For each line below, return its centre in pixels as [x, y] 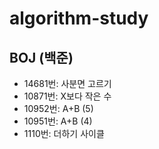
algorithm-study [79, 18]
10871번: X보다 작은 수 [67, 96]
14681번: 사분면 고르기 [67, 83]
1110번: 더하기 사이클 [64, 133]
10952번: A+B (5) [58, 108]
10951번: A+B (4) [58, 121]
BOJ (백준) [41, 57]
